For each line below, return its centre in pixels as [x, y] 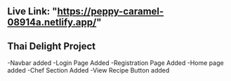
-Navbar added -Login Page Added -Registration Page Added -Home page [115, 63]
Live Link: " [32, 12]
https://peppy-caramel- [111, 12]
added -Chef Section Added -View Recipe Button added [88, 71]
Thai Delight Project [52, 46]
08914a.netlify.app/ [52, 23]
